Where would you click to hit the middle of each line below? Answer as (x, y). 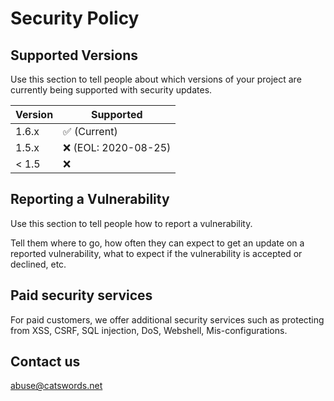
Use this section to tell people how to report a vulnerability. (131, 223)
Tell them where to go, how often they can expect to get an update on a (157, 243)
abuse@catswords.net (56, 386)
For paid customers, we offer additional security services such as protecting (167, 319)
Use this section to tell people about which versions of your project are (156, 79)
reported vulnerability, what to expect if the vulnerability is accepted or (156, 253)
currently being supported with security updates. (111, 90)
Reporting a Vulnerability (90, 199)
